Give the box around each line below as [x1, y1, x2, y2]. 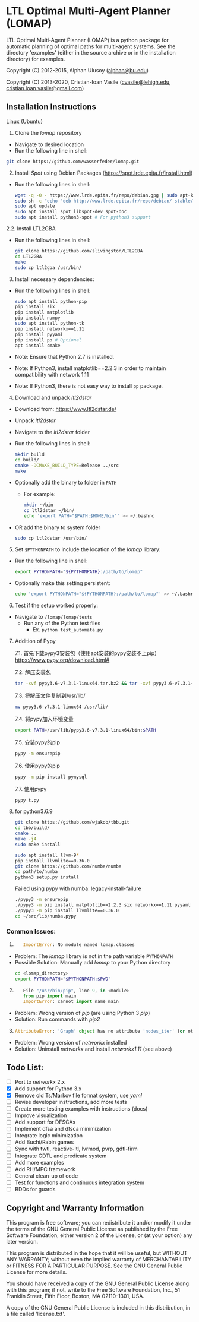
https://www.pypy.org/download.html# [14, 656, 110, 663]
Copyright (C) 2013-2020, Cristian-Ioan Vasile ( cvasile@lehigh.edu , [6, 78, 171, 86]
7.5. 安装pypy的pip [14, 738, 61, 746]
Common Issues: [6, 927, 56, 935]
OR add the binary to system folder [14, 524, 101, 531]
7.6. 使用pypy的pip [14, 762, 61, 769]
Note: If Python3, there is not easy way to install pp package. [14, 382, 163, 390]
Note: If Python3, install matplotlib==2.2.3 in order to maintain [14, 365, 166, 372]
